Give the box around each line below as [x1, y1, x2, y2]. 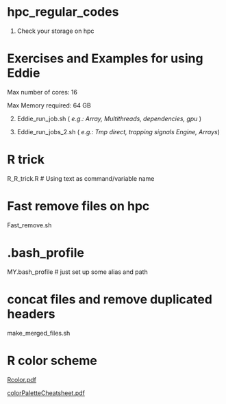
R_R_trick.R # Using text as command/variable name [7, 174, 155, 182]
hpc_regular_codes [7, 4, 119, 20]
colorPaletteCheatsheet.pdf [7, 388, 86, 397]
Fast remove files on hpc [7, 199, 150, 214]
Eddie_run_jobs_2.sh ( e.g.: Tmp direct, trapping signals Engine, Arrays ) [16, 127, 221, 136]
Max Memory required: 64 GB [7, 101, 91, 110]
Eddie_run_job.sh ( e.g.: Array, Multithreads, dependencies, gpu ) [16, 114, 202, 123]
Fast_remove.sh [7, 220, 52, 229]
